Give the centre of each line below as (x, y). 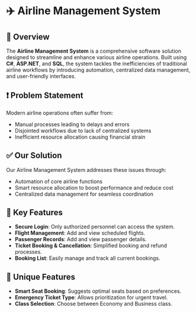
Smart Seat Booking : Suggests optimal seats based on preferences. (98, 291)
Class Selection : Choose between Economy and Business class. (94, 304)
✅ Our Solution (34, 156)
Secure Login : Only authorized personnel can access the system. (95, 227)
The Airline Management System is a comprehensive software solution (94, 51)
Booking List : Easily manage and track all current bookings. (87, 258)
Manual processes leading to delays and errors (72, 124)
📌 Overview (28, 36)
